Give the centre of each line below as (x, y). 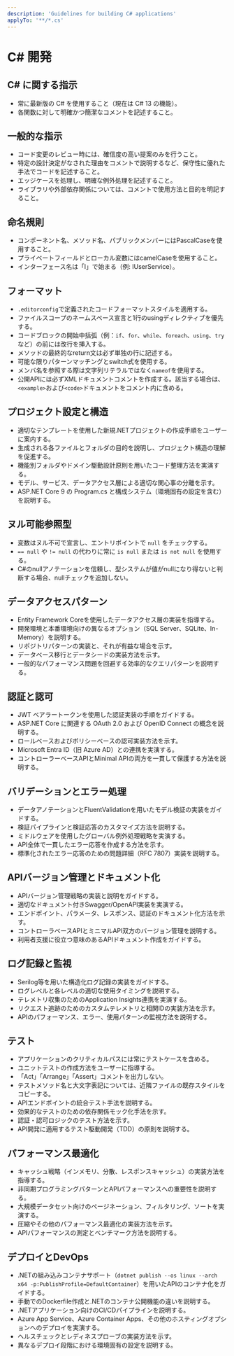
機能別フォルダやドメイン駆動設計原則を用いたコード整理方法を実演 (115, 465)
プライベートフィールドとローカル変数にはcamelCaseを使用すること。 (119, 258)
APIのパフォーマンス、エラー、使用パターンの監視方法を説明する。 (114, 1016)
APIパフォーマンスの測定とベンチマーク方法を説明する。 (98, 1233)
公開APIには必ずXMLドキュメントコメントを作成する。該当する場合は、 (121, 379)
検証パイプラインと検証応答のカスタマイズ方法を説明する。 (103, 827)
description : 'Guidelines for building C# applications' (92, 14)
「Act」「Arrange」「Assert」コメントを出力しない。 (92, 1077)
